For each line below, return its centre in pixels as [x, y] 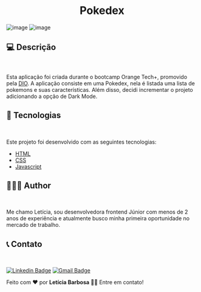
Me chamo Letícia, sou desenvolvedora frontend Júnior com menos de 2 [97, 212]
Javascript [28, 166]
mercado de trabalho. [33, 225]
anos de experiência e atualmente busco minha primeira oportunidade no [98, 218]
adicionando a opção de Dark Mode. [52, 96]
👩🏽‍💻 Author [29, 185]
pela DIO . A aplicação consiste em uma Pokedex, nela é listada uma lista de [101, 83]
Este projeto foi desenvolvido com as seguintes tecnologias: [81, 142]
